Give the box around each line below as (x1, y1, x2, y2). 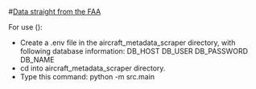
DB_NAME (19, 55, 55, 64)
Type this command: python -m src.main (19, 72, 155, 81)
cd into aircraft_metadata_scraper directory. (19, 63, 166, 73)
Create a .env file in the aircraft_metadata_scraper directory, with (19, 38, 236, 47)
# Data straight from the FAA (8, 7, 101, 16)
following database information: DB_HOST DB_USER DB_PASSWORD (19, 47, 248, 55)
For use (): (8, 22, 43, 31)
